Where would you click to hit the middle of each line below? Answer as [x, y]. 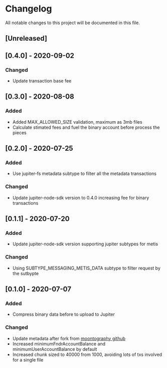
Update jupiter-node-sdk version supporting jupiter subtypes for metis [85, 244]
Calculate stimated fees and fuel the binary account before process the [86, 127]
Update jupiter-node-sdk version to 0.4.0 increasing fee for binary [81, 198]
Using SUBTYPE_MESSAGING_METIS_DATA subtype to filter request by [86, 268]
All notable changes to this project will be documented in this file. [73, 23]
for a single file [28, 359]
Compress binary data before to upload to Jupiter [64, 314]
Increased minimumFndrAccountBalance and [59, 344]
